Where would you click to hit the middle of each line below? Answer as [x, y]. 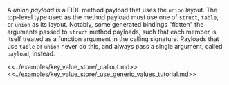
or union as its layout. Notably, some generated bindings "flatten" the [106, 24]
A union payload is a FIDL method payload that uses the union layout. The [112, 10]
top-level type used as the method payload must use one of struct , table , [113, 17]
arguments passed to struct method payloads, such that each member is [112, 32]
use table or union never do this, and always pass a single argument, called [115, 46]
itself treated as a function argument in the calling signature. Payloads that [113, 39]
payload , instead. [31, 53]
